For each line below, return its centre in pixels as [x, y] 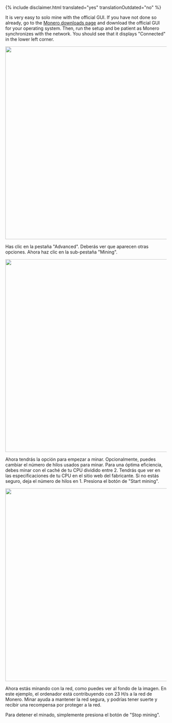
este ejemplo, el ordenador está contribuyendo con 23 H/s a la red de [79, 694]
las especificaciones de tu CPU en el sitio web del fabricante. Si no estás [82, 476]
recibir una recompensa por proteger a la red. [53, 705]
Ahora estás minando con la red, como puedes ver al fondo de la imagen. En [86, 688]
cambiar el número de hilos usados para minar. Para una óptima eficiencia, [84, 465]
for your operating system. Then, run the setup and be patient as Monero [82, 28]
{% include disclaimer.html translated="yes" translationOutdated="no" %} [83, 7]
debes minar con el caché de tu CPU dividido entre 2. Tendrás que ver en [83, 470]
